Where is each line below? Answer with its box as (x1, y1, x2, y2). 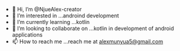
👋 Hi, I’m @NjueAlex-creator (11, 6, 82, 13)
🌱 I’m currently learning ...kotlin (11, 19, 90, 25)
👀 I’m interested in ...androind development (11, 12, 120, 19)
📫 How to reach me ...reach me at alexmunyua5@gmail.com (11, 38, 163, 45)
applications (11, 31, 43, 38)
